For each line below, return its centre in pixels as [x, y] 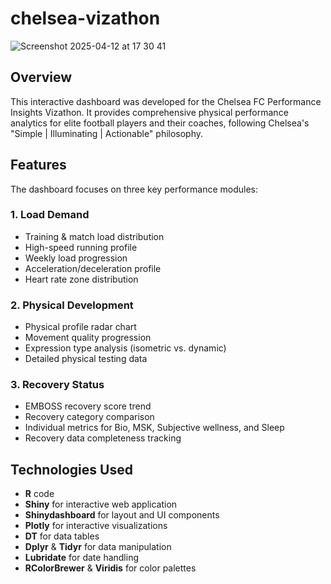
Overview [41, 77]
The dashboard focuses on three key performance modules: [134, 189]
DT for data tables [62, 536]
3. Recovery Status [57, 385]
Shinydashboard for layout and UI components [122, 515]
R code [39, 494]
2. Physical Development [72, 305]
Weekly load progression [76, 258]
